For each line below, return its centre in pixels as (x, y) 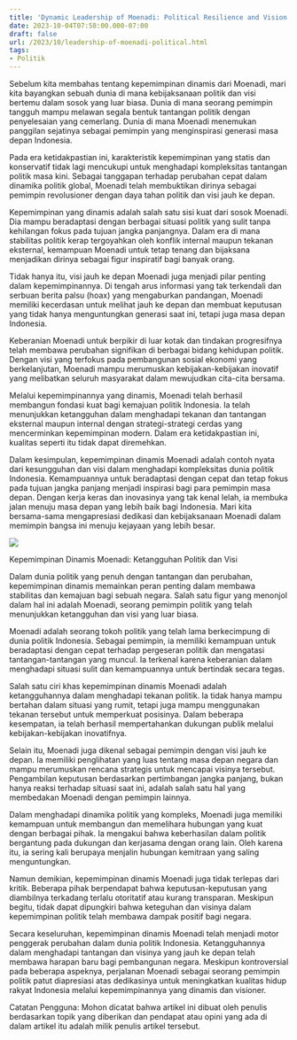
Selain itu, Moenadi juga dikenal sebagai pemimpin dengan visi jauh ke (138, 750)
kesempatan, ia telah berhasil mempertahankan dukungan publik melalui (141, 724)
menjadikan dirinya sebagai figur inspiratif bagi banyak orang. (122, 259)
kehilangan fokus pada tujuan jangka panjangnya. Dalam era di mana (135, 231)
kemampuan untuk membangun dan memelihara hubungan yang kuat (136, 824)
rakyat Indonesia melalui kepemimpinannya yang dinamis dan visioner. (138, 990)
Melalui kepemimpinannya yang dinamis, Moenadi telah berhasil (126, 396)
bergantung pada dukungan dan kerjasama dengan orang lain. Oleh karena (146, 843)
